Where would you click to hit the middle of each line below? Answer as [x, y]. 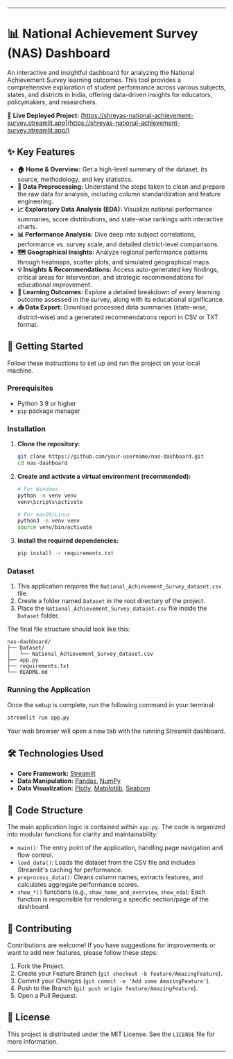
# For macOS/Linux [44, 514]
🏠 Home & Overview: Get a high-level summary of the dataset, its [112, 169]
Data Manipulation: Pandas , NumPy [69, 781]
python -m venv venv [47, 495]
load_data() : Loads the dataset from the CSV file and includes [106, 863]
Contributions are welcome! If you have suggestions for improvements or [112, 945]
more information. [33, 1041]
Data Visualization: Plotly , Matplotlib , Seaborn [84, 788]
